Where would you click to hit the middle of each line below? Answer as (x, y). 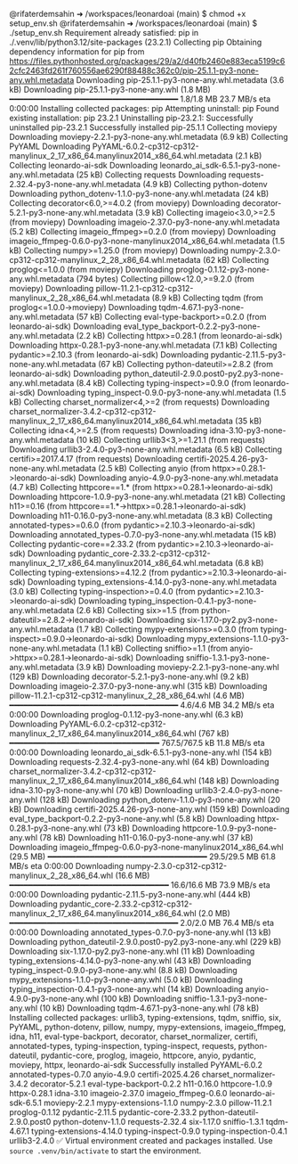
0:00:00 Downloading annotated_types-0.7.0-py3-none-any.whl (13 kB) (140, 932)
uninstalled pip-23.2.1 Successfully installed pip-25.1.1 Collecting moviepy (143, 127)
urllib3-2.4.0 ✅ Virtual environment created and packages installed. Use (141, 1140)
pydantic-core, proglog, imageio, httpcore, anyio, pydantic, (148, 1055)
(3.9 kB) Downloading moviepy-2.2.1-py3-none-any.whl (178, 667)
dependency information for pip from (77, 52)
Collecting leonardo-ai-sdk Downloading (84, 165)
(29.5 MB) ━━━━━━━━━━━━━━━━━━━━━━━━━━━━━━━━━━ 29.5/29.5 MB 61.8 (142, 857)
